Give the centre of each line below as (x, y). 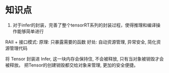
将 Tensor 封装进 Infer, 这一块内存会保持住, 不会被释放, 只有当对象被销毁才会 (84, 58)
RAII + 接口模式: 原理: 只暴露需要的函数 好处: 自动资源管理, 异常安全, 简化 (81, 42)
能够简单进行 (30, 31)
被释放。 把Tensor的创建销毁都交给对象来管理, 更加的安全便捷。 (72, 65)
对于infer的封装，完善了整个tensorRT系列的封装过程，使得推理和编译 (84, 25)
